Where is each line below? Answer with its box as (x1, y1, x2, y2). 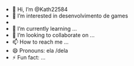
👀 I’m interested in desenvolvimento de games (12, 12, 129, 19)
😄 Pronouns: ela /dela (12, 47, 68, 54)
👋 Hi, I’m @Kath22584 (12, 6, 68, 13)
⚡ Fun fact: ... (12, 54, 46, 61)
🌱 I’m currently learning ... (12, 25, 77, 32)
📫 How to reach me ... (12, 38, 69, 45)
